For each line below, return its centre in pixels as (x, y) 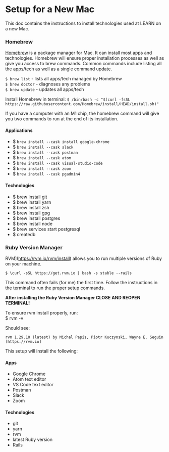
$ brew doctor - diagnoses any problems (48, 84)
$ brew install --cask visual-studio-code (58, 163)
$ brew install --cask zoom (42, 168)
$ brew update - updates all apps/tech (45, 89)
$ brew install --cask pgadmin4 (46, 174)
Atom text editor (29, 379)
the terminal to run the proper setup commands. (55, 288)
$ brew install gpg (31, 213)
